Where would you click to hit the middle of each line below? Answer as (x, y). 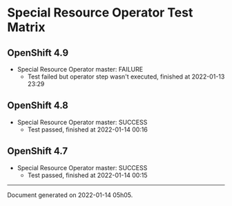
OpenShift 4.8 (38, 106)
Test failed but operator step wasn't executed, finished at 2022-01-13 (126, 76)
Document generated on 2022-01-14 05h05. (70, 195)
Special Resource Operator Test (100, 13)
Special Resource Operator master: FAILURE (80, 69)
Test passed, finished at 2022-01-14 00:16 (88, 130)
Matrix (26, 27)
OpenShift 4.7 (37, 151)
